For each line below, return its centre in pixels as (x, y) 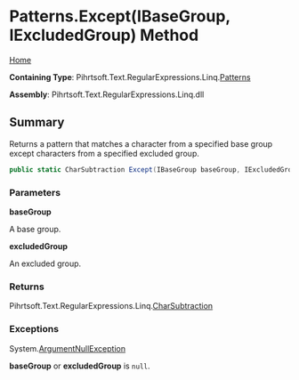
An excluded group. (45, 263)
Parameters (35, 192)
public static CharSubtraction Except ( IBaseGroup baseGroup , (125, 170)
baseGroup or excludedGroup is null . (80, 366)
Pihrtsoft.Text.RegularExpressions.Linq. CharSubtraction (111, 306)
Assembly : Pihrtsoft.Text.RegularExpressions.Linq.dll (107, 94)
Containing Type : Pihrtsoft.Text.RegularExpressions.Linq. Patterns (130, 77)
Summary (37, 122)
